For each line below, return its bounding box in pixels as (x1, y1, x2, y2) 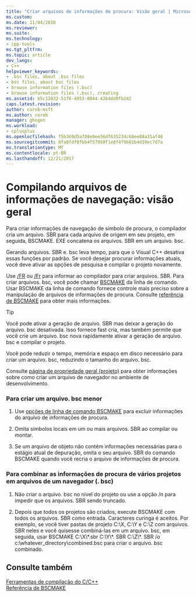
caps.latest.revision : (6, 101, 61, 107)
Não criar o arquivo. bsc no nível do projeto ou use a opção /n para (14, 490, 176, 497)
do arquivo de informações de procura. (14, 414, 109, 421)
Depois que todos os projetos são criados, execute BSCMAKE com (14, 508, 176, 515)
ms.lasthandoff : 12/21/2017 (6, 156, 75, 162)
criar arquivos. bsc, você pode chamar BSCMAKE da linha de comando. (6, 279, 178, 286)
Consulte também (6, 562, 73, 572)
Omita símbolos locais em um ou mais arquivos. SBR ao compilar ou (14, 426, 178, 433)
